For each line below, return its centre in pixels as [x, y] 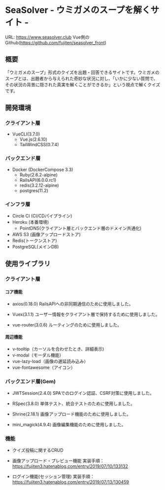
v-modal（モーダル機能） [38, 355]
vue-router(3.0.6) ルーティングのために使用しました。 [67, 325]
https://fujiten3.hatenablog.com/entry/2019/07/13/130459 [70, 482]
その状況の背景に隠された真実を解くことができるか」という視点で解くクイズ [83, 84]
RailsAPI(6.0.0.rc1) [38, 180]
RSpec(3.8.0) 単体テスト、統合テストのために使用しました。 [74, 404]
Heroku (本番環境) [31, 222]
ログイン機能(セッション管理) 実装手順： [53, 477]
